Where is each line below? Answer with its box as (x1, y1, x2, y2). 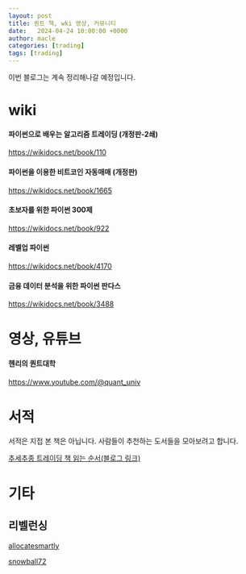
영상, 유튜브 (8, 330, 81, 348)
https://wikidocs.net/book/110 (8, 148, 107, 157)
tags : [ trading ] (8, 49, 63, 57)
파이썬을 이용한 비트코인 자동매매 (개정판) (8, 167, 138, 177)
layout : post (8, 11, 52, 20)
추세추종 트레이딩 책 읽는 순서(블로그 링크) (8, 453, 141, 463)
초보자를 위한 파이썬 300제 (8, 205, 93, 214)
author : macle (8, 34, 56, 43)
